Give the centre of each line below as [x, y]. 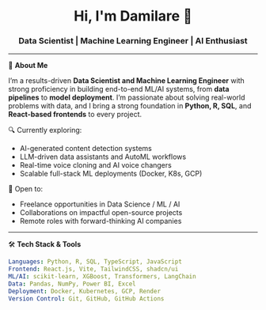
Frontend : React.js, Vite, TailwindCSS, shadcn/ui [93, 269]
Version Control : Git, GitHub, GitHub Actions [86, 299]
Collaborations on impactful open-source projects [101, 213]
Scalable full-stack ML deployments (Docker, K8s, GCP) [111, 174]
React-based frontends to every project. [75, 115]
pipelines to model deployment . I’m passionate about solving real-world [127, 97]
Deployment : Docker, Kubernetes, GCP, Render [84, 291]
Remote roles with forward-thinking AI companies [101, 221]
